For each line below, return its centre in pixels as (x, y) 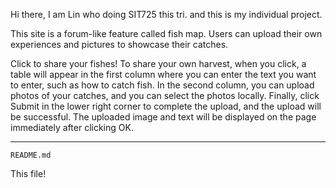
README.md (31, 155)
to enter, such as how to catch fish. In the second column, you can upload (162, 85)
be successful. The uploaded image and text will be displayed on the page (163, 117)
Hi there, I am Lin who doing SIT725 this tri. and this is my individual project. (166, 14)
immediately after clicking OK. (72, 127)
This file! (28, 173)
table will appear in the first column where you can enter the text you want (163, 74)
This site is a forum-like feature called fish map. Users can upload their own (166, 33)
